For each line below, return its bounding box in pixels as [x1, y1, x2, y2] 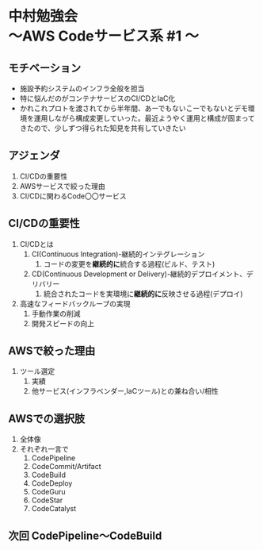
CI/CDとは [19, 239, 54, 248]
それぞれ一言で [19, 444, 69, 454]
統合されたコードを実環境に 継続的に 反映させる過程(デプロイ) [43, 289, 243, 298]
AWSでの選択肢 [8, 412, 86, 425]
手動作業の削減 [31, 309, 81, 318]
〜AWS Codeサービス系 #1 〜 [8, 27, 200, 45]
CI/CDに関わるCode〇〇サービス [19, 191, 127, 201]
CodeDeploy [31, 479, 73, 488]
